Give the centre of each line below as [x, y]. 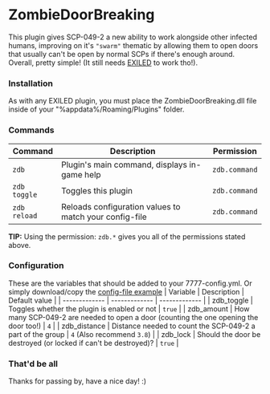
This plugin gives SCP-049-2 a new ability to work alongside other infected [133, 37]
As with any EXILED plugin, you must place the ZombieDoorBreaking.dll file [133, 101]
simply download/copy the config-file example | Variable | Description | [127, 291]
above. [20, 245]
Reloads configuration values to [121, 206]
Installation [31, 83]
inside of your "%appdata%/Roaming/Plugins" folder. [96, 109]
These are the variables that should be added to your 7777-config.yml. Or [131, 283]
